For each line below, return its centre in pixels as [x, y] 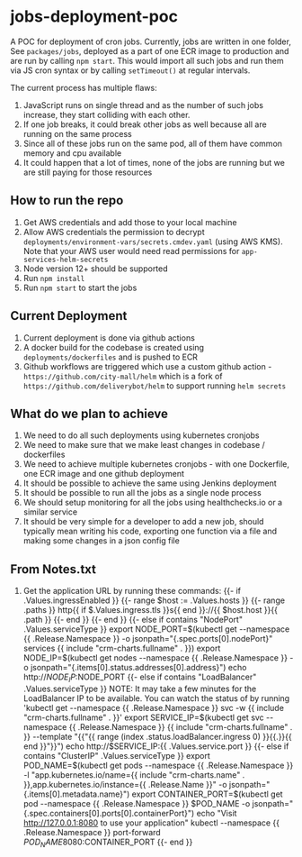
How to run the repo [67, 201]
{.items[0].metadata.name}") [76, 794]
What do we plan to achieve [89, 413]
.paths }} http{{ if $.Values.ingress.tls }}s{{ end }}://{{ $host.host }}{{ [150, 610]
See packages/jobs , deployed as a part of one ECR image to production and [150, 50]
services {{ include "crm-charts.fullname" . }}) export [122, 648]
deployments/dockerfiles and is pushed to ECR [111, 357]
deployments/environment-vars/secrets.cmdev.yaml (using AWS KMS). [153, 242]
